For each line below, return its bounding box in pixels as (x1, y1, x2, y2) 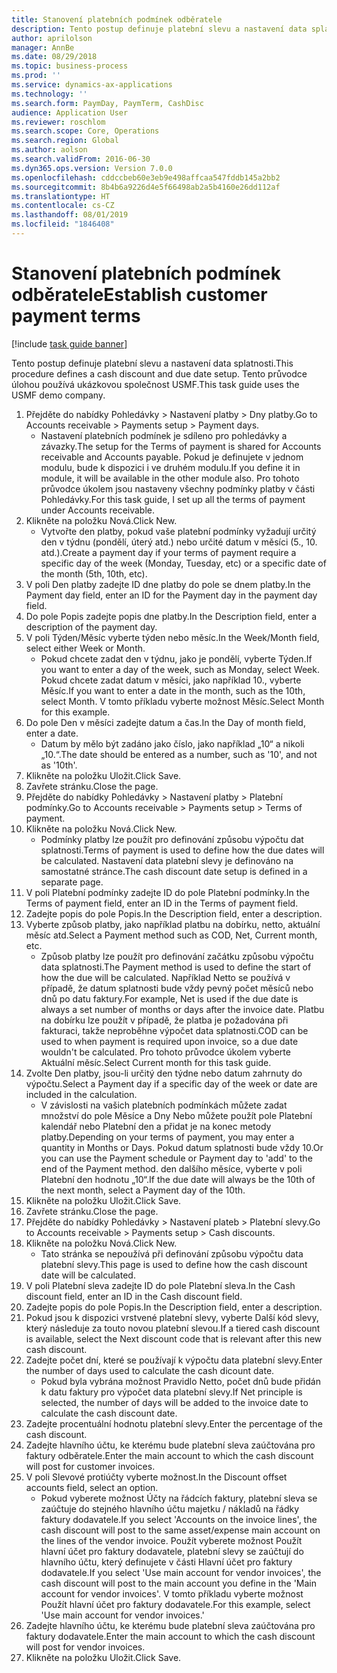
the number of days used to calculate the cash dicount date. (25, 1364, 275, 1376)
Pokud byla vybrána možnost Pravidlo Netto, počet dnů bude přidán (40, 1375, 321, 1387)
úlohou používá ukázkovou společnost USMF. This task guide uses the (11, 378, 300, 390)
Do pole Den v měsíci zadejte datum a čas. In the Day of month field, (25, 716, 306, 728)
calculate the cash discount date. (40, 1407, 178, 1419)
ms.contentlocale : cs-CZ (11, 201, 115, 211)
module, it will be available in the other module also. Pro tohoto (40, 472, 300, 484)
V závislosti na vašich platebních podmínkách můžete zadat (40, 1099, 288, 1111)
